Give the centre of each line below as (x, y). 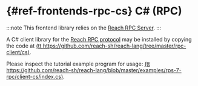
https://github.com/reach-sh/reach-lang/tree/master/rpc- (114, 46)
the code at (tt (24, 46)
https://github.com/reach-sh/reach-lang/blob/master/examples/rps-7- (94, 70)
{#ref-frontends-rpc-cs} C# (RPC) (94, 11)
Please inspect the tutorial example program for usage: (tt (78, 64)
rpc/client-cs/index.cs (34, 76)
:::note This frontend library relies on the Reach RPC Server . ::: (84, 28)
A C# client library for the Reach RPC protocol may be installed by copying (99, 39)
